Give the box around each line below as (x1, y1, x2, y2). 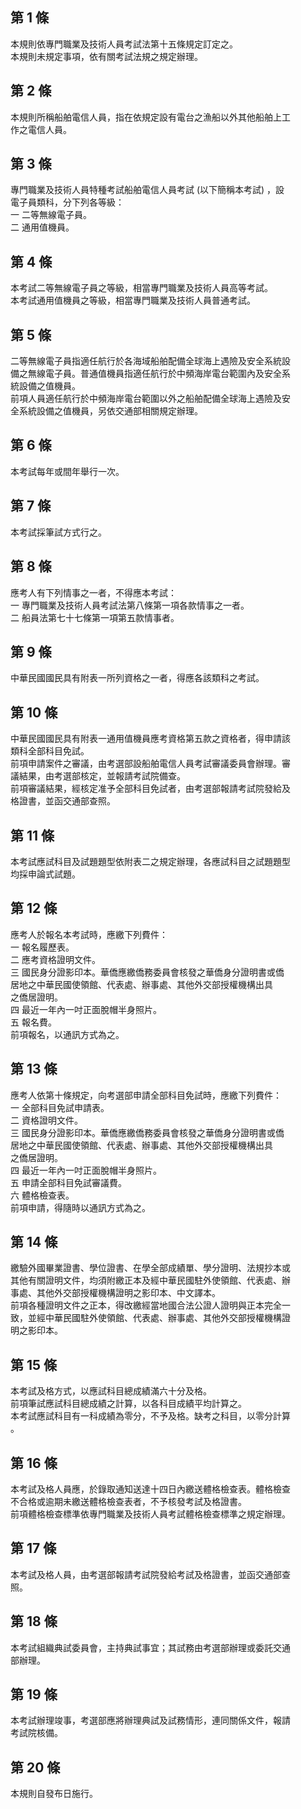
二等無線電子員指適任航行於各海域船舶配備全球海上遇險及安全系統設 (10, 355, 291, 367)
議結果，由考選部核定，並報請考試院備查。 (10, 770, 186, 782)
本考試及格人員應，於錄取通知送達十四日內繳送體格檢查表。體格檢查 (10, 1483, 291, 1495)
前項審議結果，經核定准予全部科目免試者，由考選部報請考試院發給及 (10, 783, 291, 795)
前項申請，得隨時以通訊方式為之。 (10, 1201, 151, 1213)
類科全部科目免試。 (10, 745, 90, 757)
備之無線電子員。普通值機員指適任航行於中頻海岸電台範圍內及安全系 (10, 368, 291, 380)
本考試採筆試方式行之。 (10, 526, 107, 538)
